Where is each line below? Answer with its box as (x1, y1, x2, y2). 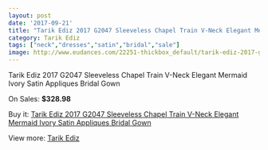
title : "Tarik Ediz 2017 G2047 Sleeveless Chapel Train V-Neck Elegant (8, 26, 251, 34)
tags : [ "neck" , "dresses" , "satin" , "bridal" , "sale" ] (8, 41, 180, 49)
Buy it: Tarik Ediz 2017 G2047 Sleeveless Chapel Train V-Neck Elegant (8, 110, 239, 119)
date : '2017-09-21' (8, 19, 73, 27)
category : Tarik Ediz (8, 33, 81, 42)
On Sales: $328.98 (8, 94, 72, 103)
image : (8, 48, 30, 56)
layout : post (8, 11, 52, 20)
